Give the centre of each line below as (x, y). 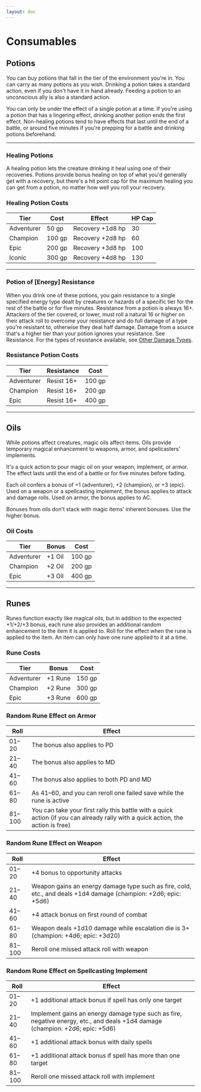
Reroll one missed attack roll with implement (93, 1076)
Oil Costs (20, 531)
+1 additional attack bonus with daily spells (92, 1042)
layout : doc (21, 12)
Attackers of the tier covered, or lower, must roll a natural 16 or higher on (96, 314)
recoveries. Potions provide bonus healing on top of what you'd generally (97, 174)
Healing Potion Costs (37, 203)
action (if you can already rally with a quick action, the (107, 818)
